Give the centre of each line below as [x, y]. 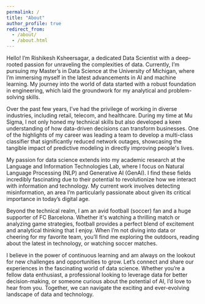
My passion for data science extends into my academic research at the [96, 160]
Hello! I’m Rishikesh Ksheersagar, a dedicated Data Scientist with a [90, 58]
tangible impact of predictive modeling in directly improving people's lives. [100, 148]
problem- [180, 90]
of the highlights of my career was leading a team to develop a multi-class [100, 135]
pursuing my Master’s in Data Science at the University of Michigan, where [100, 71]
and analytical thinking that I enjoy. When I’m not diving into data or [91, 230]
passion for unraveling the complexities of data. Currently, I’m [102, 64]
